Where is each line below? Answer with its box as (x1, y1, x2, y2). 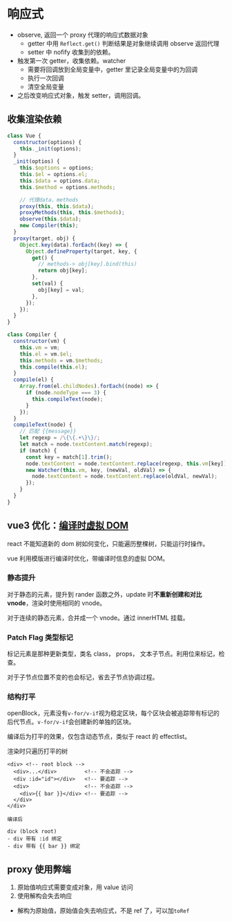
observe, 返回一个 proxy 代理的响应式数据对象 (17, 30, 148, 39)
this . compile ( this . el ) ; (19, 363, 88, 371)
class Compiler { (7, 331, 57, 338)
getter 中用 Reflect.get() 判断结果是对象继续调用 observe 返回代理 (27, 39, 220, 47)
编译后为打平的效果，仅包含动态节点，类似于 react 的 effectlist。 (7, 733, 191, 741)
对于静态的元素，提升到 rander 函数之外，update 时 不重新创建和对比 (7, 590, 202, 598)
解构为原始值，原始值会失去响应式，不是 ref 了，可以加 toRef (17, 906, 190, 915)
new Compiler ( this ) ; (19, 222, 79, 229)
